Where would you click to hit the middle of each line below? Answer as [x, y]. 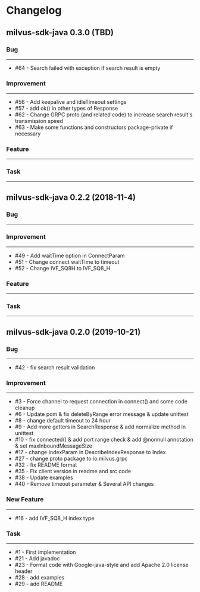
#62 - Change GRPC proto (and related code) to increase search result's [104, 115]
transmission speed [39, 121]
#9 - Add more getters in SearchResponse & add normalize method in [100, 427]
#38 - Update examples [44, 477]
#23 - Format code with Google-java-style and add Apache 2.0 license [101, 565]
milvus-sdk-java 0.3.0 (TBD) [60, 33]
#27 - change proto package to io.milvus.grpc [71, 459]
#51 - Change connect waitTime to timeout [67, 262]
